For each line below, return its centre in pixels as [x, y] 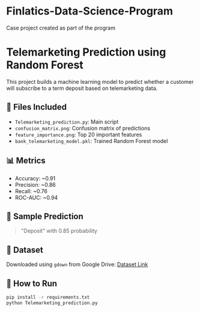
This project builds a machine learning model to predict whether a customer [100, 81]
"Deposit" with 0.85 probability [59, 231]
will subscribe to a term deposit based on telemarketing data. [82, 88]
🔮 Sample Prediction [45, 216]
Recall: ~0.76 [31, 191]
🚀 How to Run [32, 283]
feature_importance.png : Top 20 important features [78, 135]
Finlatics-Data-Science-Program [89, 11]
